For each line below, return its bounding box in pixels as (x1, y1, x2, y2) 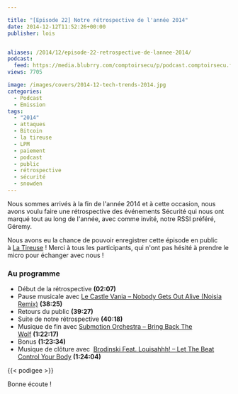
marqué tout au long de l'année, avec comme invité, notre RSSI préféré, (7, 214, 216, 223)
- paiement (13, 147, 46, 154)
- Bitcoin (13, 128, 42, 135)
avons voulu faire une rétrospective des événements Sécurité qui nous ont (7, 207, 225, 215)
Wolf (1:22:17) (17, 330, 59, 339)
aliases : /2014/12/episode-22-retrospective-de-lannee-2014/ (7, 49, 192, 56)
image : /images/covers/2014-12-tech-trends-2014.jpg (7, 81, 166, 89)
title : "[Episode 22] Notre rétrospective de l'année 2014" (7, 16, 189, 23)
